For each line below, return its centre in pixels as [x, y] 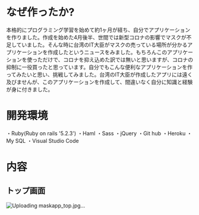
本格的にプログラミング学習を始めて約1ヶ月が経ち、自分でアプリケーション [98, 30]
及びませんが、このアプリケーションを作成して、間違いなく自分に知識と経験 [99, 82]
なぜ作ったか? [40, 12]
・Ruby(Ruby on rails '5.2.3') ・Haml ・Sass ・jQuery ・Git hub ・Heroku [96, 133]
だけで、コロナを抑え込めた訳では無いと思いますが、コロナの [118, 60]
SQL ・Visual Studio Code [47, 141]
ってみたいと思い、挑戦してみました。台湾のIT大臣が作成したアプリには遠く [99, 74]
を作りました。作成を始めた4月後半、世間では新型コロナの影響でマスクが [97, 37]
